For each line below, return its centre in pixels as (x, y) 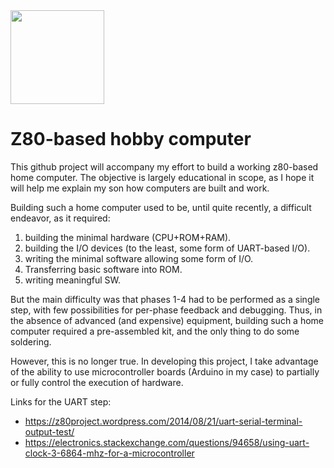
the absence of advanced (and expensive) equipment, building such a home (167, 320)
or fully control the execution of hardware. (97, 382)
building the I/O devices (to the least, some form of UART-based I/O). (167, 248)
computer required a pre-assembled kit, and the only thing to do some (155, 331)
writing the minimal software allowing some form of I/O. (139, 258)
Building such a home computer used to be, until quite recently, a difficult (161, 207)
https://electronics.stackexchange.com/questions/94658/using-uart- (167, 442)
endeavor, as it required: (60, 218)
